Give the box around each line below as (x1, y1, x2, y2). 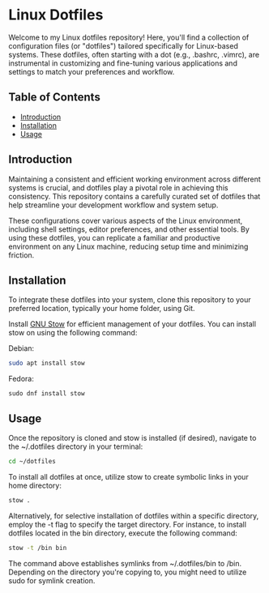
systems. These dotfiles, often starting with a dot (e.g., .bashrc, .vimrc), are (8, 49, 260, 59)
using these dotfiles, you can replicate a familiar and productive (8, 233, 220, 242)
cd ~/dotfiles (8, 458, 57, 466)
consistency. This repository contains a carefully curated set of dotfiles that (8, 191, 261, 201)
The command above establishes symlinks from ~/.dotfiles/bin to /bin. (8, 558, 242, 568)
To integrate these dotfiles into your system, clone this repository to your (8, 295, 251, 305)
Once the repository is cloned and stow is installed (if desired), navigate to (8, 433, 257, 443)
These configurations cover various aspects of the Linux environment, (8, 215, 243, 225)
